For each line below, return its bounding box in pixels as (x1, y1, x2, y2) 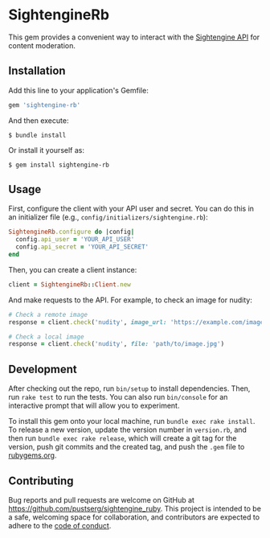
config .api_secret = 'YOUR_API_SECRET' (15, 243, 149, 251)
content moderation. (8, 40, 76, 50)
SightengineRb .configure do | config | (8, 228, 135, 236)
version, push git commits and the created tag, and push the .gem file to (8, 442, 245, 452)
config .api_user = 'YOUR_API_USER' (15, 236, 135, 244)
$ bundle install (8, 131, 67, 139)
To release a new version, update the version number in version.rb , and (8, 425, 247, 435)
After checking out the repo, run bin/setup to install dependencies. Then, (8, 384, 251, 393)
